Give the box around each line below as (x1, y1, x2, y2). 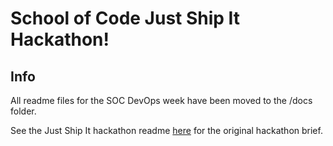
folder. (10, 105, 37, 117)
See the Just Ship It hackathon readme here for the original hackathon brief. (10, 125, 323, 136)
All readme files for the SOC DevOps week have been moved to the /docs (10, 95, 313, 106)
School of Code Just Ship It (10, 7, 241, 30)
